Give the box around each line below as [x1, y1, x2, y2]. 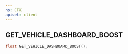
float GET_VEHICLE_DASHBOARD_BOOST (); [5, 44, 88, 49]
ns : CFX [5, 7, 22, 13]
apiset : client [5, 12, 38, 17]
